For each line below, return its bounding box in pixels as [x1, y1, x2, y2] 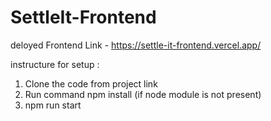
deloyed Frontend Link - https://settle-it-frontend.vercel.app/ [10, 39, 262, 51]
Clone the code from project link [24, 77, 158, 90]
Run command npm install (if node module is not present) [24, 88, 262, 100]
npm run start [24, 99, 82, 111]
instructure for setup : [10, 58, 100, 70]
